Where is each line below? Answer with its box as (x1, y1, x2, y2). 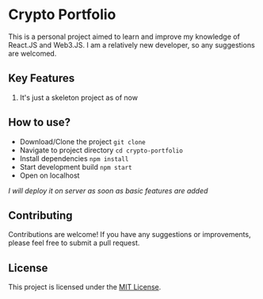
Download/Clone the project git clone (19, 136, 147, 146)
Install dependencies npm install (19, 153, 129, 163)
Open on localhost (19, 171, 80, 180)
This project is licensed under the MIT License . (8, 282, 162, 292)
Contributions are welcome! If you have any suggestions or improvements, (8, 230, 251, 240)
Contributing (8, 209, 73, 222)
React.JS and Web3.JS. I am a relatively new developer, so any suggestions (8, 40, 255, 49)
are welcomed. (8, 48, 57, 58)
